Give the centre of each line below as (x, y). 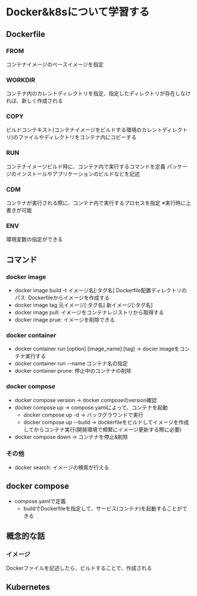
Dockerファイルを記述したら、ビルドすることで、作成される (79, 568)
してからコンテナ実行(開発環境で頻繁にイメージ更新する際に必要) (103, 429)
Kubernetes (28, 587)
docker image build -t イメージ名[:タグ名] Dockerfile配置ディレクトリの (101, 290)
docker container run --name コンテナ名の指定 (71, 364)
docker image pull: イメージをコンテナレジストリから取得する (89, 313)
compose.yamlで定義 (40, 501)
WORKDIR (21, 80)
